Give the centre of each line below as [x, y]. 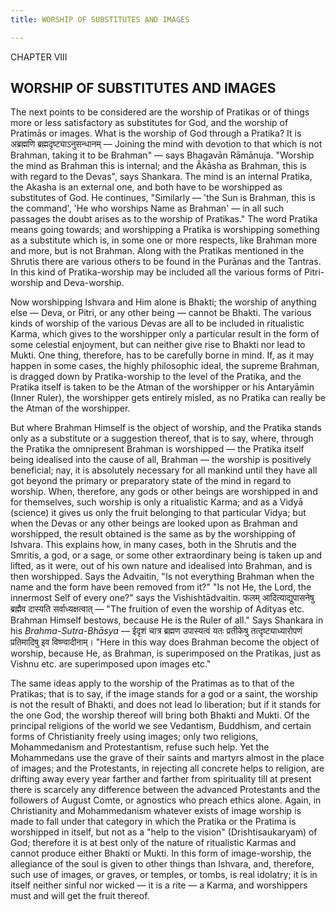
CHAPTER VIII [39, 57]
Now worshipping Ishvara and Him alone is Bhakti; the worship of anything [163, 302]
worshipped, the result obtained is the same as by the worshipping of [153, 534]
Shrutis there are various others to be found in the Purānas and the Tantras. [166, 262]
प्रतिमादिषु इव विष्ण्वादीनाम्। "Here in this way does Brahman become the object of [165, 642]
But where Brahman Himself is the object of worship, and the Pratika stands [166, 428]
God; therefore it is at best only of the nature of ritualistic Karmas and [153, 843]
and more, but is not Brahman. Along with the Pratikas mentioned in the [157, 251]
